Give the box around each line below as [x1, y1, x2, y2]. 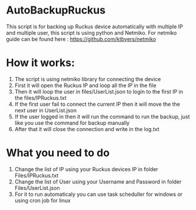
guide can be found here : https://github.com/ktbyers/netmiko [6, 35, 156, 42]
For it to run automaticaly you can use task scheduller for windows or [14, 191, 183, 198]
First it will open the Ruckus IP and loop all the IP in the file [14, 82, 157, 89]
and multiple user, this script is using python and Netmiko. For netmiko [6, 29, 177, 36]
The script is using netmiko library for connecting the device [14, 75, 161, 82]
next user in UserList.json [14, 106, 77, 114]
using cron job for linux [14, 196, 71, 204]
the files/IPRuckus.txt [14, 94, 67, 101]
